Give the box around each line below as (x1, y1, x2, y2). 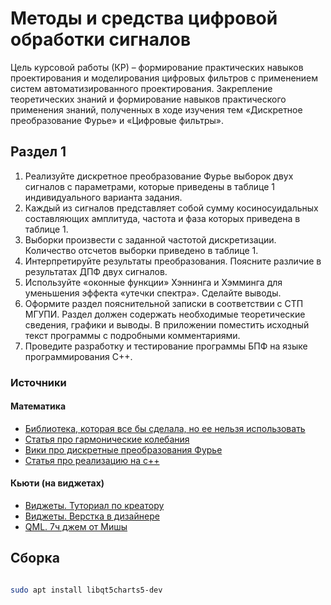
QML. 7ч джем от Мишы (24, 521, 128, 533)
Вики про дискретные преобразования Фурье (24, 443, 223, 456)
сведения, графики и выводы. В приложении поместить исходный (24, 318, 310, 331)
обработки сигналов (10, 28, 192, 51)
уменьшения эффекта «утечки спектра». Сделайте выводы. (24, 287, 282, 299)
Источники (10, 375, 67, 389)
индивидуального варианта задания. (24, 191, 183, 203)
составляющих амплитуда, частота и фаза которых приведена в (24, 212, 301, 224)
